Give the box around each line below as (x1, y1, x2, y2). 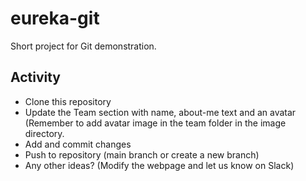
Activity (10, 69, 62, 86)
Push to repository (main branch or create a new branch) (24, 148, 260, 161)
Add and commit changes (24, 138, 132, 150)
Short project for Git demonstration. (10, 40, 157, 52)
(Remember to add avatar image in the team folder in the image (24, 117, 287, 129)
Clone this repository (24, 95, 112, 107)
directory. (24, 127, 65, 139)
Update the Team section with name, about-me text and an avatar (24, 106, 297, 118)
